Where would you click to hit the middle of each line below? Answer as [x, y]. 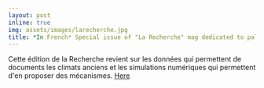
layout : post [29, 15]
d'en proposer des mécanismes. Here [69, 76]
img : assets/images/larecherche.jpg [68, 30]
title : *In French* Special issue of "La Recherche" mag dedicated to [126, 37]
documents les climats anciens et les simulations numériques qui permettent [132, 68]
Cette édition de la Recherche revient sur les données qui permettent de [125, 59]
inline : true [29, 23]
